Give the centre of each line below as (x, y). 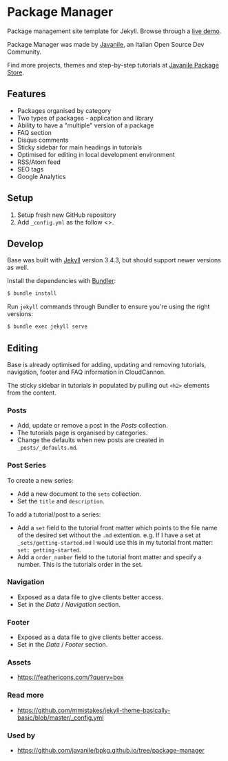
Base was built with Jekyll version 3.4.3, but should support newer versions (114, 260)
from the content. (32, 393)
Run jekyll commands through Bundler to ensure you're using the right (108, 306)
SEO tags (30, 169)
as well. (18, 268)
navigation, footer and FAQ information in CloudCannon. (86, 372)
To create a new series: (40, 480)
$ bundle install (32, 293)
